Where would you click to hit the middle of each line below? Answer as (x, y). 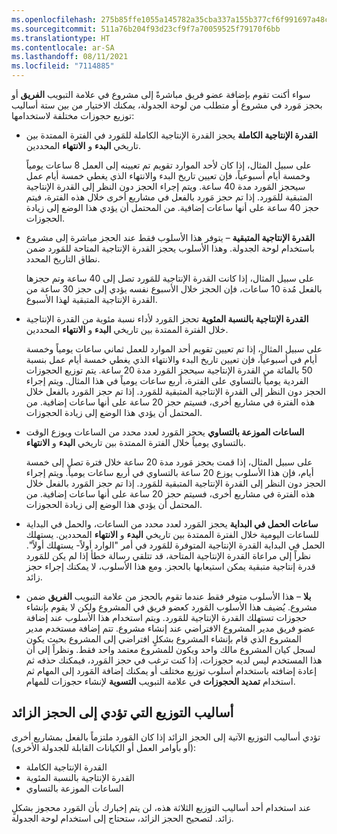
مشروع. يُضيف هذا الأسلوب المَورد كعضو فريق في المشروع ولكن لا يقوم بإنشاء (171, 607)
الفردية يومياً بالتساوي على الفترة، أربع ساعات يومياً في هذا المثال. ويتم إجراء (167, 380)
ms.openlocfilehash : (54, 19)
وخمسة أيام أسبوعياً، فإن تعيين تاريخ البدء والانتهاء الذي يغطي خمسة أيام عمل (168, 175)
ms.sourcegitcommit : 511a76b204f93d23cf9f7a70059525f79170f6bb (146, 29)
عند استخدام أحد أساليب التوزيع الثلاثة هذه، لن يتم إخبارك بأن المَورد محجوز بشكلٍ (161, 807)
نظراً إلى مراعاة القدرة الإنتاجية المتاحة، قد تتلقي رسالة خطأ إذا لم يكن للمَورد (168, 555)
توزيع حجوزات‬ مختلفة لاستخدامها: (73, 115)
